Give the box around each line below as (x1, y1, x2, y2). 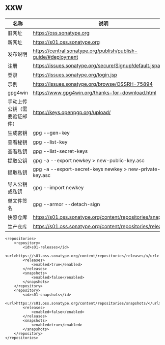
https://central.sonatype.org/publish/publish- (32, 47, 138, 54)
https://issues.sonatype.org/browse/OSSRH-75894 (32, 80, 153, 87)
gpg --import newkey (32, 184, 84, 191)
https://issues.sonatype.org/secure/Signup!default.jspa (32, 62, 161, 69)
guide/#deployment (32, 53, 79, 60)
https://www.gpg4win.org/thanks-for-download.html (32, 89, 157, 96)
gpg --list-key (32, 138, 68, 145)
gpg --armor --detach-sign (32, 201, 100, 207)
